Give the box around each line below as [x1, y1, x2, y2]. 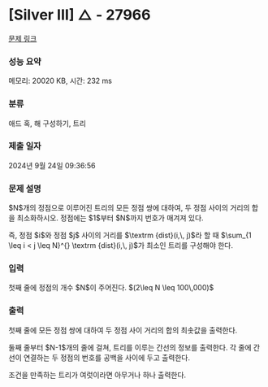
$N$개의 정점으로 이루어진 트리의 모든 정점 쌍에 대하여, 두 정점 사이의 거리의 [8, 203, 250, 213]
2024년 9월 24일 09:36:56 [8, 160, 96, 170]
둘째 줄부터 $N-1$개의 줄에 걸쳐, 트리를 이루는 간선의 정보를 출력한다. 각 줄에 [8, 342, 252, 352]
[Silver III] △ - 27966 [8, 6, 151, 24]
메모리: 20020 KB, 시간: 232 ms [8, 76, 112, 86]
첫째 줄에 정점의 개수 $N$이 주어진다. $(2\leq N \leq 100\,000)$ [8, 283, 214, 293]
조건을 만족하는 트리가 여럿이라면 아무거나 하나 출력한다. [8, 370, 187, 380]
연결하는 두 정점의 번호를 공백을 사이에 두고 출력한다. [23, 352, 191, 363]
